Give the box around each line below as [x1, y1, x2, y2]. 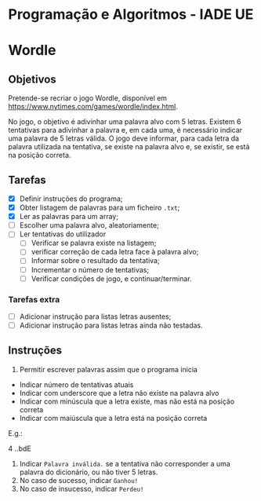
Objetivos [8, 72, 56, 86]
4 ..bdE [8, 444, 31, 453]
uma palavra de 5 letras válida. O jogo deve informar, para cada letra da [8, 133, 240, 143]
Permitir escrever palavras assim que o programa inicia [19, 364, 198, 374]
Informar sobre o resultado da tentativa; [31, 256, 160, 265]
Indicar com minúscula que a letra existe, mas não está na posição [19, 397, 235, 406]
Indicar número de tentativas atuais [19, 379, 134, 389]
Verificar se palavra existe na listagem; [31, 238, 157, 248]
